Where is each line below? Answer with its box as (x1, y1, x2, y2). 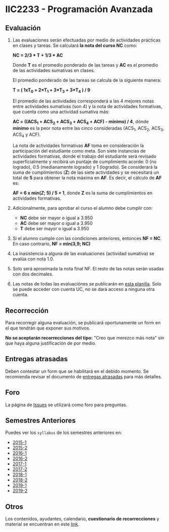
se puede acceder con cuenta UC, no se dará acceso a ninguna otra (12, 286, 155, 293)
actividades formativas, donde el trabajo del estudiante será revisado (12, 153, 156, 160)
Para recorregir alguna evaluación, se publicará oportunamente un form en (5, 320, 161, 325)
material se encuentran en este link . (5, 521, 80, 527)
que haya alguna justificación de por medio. (5, 340, 96, 346)
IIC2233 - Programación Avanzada (5, 4, 153, 15)
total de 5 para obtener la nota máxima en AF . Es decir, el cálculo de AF (12, 175, 162, 181)
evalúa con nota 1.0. (12, 256, 54, 262)
